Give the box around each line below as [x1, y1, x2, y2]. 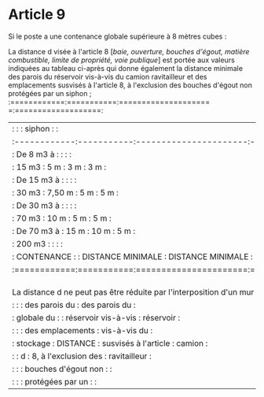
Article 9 [8, 6, 66, 24]
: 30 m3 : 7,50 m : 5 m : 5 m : [12, 187, 119, 198]
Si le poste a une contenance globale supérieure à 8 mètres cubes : [8, 32, 227, 41]
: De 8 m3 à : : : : [12, 148, 72, 159]
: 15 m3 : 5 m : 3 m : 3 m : [12, 161, 107, 173]
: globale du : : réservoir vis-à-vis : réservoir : [12, 312, 181, 323]
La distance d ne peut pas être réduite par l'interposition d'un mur [12, 286, 255, 297]
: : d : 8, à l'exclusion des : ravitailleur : [12, 351, 152, 362]
